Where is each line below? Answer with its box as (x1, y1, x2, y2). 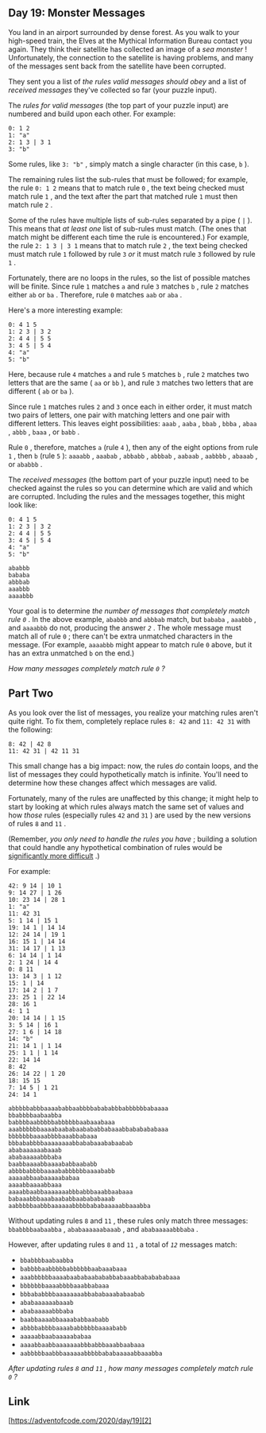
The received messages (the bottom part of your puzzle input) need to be (8, 475, 249, 484)
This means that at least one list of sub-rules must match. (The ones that (8, 223, 247, 233)
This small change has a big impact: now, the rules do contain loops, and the (8, 761, 259, 771)
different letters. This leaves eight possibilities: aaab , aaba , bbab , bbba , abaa (8, 418, 257, 428)
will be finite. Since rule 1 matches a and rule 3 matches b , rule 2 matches (8, 282, 249, 291)
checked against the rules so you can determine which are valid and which (8, 483, 253, 492)
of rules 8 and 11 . (8, 818, 67, 828)
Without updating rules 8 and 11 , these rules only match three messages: (8, 1216, 249, 1225)
